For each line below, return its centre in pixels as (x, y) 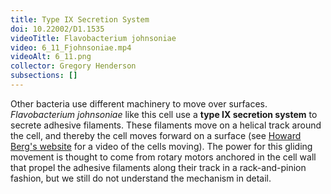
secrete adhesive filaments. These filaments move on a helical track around (166, 125)
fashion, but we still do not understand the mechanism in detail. (141, 178)
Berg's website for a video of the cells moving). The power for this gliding (161, 146)
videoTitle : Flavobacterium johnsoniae (93, 38)
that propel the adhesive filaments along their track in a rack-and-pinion (158, 167)
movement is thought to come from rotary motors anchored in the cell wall (163, 157)
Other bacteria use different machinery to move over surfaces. (139, 103)
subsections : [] (44, 76)
